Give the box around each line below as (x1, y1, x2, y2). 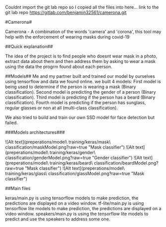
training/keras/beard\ (49, 160, 93, 166)
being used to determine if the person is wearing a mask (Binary (5, 84, 136, 90)
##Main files (5, 185, 31, 191)
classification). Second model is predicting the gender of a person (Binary (5, 89, 156, 95)
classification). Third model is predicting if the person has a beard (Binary (5, 94, 156, 100)
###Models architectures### (5, 129, 65, 135)
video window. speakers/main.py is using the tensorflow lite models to (5, 211, 149, 217)
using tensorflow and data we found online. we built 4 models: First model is (5, 79, 161, 84)
